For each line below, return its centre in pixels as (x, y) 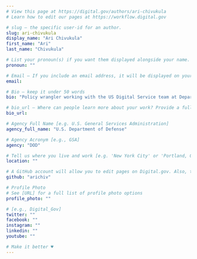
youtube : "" (21, 236)
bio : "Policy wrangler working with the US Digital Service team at (91, 97)
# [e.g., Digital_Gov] (34, 209)
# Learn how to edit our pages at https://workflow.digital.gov (86, 17)
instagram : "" (23, 226)
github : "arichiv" (28, 177)
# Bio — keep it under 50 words (45, 92)
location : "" (22, 161)
